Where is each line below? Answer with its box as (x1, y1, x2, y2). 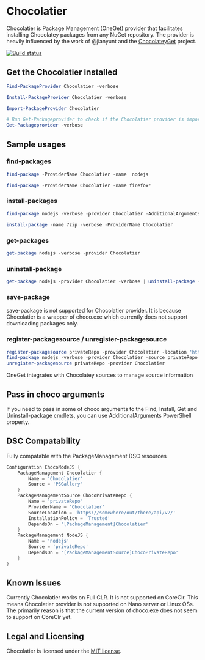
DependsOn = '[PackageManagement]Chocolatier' (28, 521, 149, 527)
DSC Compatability (6, 436, 81, 447)
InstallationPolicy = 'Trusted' (28, 515, 111, 521)
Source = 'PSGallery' (28, 481, 84, 488)
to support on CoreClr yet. (6, 614, 72, 621)
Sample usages (6, 139, 67, 149)
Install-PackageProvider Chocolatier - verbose (6, 94, 127, 100)
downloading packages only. (6, 320, 79, 327)
